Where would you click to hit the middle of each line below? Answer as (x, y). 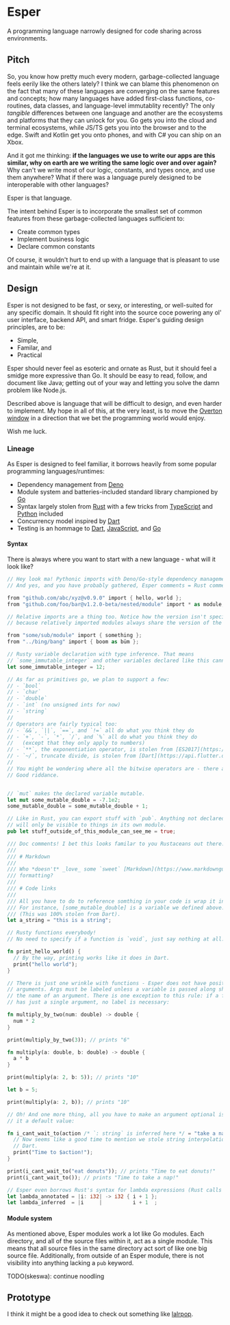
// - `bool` (24, 686)
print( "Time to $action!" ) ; (53, 1153)
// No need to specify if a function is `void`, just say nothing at (108, 939)
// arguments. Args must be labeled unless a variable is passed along (111, 989)
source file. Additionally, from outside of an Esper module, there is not (105, 1255)
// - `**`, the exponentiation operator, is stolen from (90, 750)
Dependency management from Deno (70, 484)
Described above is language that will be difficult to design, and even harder (115, 403)
